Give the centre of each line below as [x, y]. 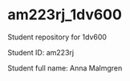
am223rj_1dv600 [65, 15]
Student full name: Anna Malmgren [65, 68]
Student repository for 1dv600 [57, 37]
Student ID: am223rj [41, 52]
